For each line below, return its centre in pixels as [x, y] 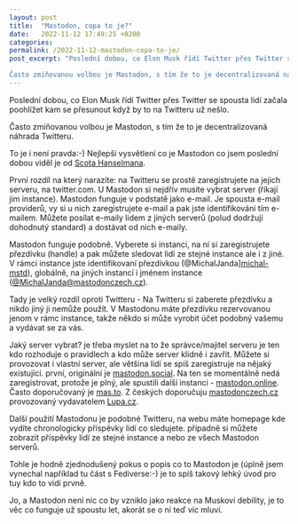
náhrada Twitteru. [41, 136]
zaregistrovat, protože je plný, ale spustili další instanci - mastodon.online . [144, 382]
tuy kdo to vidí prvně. [48, 483]
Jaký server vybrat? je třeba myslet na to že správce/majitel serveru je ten [145, 345]
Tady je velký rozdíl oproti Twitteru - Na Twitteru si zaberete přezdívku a [141, 299]
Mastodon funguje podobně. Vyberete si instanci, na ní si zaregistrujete [140, 244]
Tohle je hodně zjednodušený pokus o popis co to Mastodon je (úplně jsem [146, 464]
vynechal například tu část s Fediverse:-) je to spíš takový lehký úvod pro [143, 473]
